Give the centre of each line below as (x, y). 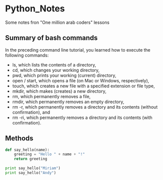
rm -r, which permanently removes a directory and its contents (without (85, 107)
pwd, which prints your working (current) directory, (64, 75)
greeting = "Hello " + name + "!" (49, 154)
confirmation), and (31, 112)
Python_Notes (35, 9)
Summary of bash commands (51, 38)
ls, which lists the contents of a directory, (54, 64)
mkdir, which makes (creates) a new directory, (59, 91)
